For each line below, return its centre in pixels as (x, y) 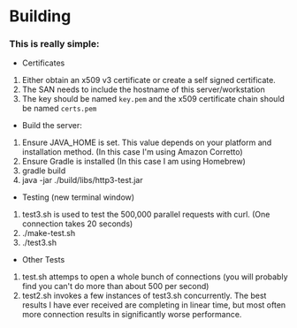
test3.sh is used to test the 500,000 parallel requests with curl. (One (146, 215)
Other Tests (43, 260)
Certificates (43, 63)
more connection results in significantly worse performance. (132, 315)
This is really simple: (54, 44)
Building (40, 16)
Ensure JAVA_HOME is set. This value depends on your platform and (147, 142)
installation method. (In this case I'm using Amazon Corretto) (132, 152)
